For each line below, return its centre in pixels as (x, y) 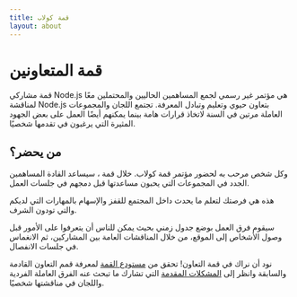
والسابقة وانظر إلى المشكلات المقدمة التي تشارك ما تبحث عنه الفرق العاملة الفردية (148, 274)
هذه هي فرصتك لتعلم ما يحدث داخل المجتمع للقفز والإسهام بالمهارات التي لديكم (142, 201)
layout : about (36, 26)
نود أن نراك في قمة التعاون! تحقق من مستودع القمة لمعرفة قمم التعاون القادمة (140, 264)
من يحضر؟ (35, 152)
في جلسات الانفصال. (44, 247)
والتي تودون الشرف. (44, 210)
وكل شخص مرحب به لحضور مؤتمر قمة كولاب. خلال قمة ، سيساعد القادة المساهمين (149, 174)
